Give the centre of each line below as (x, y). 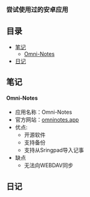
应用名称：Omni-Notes (43, 112)
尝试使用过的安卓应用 (37, 9)
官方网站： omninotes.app (47, 120)
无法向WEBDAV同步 (49, 165)
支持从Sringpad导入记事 (54, 150)
